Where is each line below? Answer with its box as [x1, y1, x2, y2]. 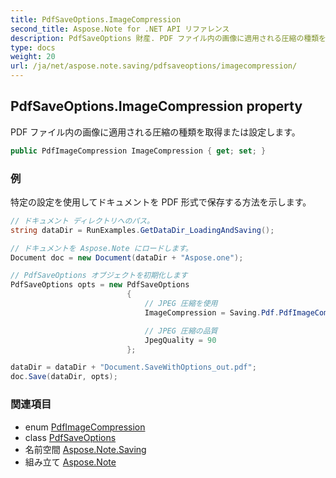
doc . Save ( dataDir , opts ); [10, 372, 118, 382]
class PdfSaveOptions [24, 431, 117, 443]
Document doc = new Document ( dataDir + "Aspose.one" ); [10, 252, 244, 263]
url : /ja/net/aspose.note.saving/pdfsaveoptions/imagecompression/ [10, 61, 298, 71]
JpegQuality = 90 [144, 335, 217, 345]
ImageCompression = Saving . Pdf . [144, 307, 280, 318]
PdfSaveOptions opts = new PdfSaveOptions [10, 280, 190, 290]
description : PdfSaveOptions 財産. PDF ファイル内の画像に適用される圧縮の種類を [10, 33, 327, 43]
